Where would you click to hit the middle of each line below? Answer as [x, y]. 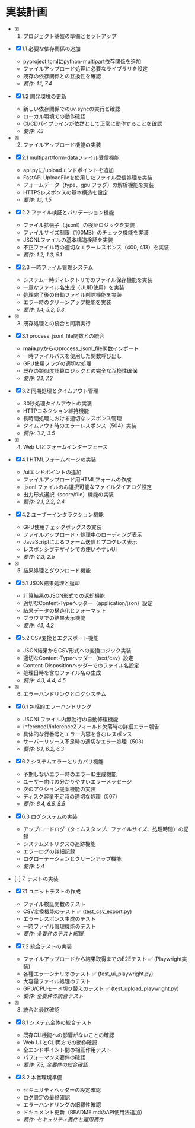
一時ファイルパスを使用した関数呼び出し [72, 356]
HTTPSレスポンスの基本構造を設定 [65, 192]
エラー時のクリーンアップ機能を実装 [67, 302]
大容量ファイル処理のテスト [57, 981]
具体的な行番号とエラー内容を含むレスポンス [78, 734]
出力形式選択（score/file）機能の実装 [68, 494]
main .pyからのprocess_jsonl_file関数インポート [81, 348]
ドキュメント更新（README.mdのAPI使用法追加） [84, 1112]
